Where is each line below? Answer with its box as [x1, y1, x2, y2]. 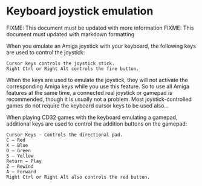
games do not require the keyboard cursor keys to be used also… [6, 101, 169, 109]
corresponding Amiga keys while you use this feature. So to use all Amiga [6, 83, 189, 90]
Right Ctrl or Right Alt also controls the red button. [6, 174, 150, 180]
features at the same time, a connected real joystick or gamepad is [6, 89, 172, 96]
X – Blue [6, 142, 28, 149]
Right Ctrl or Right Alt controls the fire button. [6, 65, 139, 72]
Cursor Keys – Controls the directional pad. [6, 132, 123, 138]
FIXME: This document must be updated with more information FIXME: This [6, 24, 194, 31]
